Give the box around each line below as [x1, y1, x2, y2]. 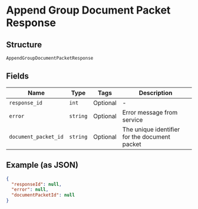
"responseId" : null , [11, 181, 62, 187]
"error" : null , [11, 187, 49, 192]
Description [138, 89, 173, 97]
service [122, 116, 143, 124]
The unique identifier [122, 125, 180, 133]
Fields [6, 71, 29, 81]
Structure [6, 40, 42, 50]
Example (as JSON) [6, 160, 78, 170]
